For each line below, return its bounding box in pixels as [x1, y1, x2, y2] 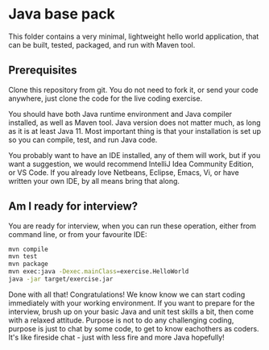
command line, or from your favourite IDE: [8, 229, 147, 239]
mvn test [8, 252, 38, 260]
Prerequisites [8, 64, 77, 77]
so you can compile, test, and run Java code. [8, 135, 158, 144]
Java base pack [8, 5, 115, 23]
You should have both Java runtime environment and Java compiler [8, 109, 232, 119]
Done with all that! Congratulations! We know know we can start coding [8, 290, 246, 299]
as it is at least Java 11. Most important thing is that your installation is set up [8, 126, 262, 135]
